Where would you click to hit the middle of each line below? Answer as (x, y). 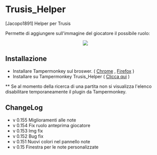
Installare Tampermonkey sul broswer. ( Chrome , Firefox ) (73, 71)
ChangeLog (24, 108)
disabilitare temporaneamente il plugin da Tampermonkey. (66, 91)
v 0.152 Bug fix (28, 136)
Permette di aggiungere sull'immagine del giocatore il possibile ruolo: (78, 33)
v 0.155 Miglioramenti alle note (44, 120)
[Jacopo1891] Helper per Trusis (38, 23)
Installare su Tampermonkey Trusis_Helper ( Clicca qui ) (71, 76)
